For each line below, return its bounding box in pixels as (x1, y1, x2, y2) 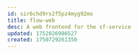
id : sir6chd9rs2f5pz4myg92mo (7, 10, 93, 18)
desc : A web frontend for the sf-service (7, 23, 132, 30)
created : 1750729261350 (7, 36, 78, 43)
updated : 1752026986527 (7, 29, 78, 37)
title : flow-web (7, 17, 55, 24)
